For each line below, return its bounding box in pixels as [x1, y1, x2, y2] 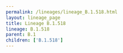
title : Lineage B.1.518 [5, 20, 66, 26]
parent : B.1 [5, 32, 36, 38]
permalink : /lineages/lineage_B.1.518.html [5, 9, 118, 15]
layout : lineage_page [5, 15, 61, 21]
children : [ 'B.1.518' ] [5, 37, 63, 43]
